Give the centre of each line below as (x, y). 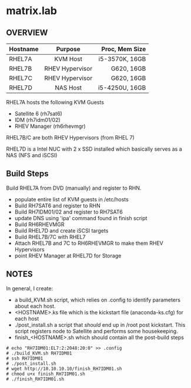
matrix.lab (32, 11)
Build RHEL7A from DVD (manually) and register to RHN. (74, 188)
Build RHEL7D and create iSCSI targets (61, 230)
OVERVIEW (27, 33)
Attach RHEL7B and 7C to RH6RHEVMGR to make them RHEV (89, 243)
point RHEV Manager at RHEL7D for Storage (68, 256)
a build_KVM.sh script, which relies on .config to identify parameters (98, 300)
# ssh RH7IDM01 (25, 358)
